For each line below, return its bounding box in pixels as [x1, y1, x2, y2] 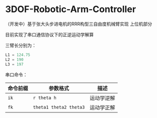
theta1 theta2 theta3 [33, 104, 85, 110]
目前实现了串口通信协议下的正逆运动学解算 [5, 31, 94, 37]
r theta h [33, 95, 57, 100]
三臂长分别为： [5, 42, 36, 48]
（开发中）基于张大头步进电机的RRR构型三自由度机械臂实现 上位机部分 [5, 21, 152, 27]
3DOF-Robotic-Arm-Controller [5, 4, 136, 15]
